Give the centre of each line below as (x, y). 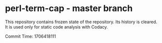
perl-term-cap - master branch (69, 8)
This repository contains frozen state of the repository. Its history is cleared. (81, 22)
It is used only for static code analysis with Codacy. (56, 27)
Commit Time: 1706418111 (31, 36)
